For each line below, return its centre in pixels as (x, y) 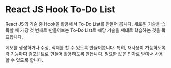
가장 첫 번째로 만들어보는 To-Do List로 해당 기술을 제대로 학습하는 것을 (90, 30)
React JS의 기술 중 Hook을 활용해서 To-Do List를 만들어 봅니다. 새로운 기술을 (83, 24)
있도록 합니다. (30, 60)
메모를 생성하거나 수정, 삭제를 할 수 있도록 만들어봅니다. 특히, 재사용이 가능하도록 (86, 47)
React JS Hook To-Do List (60, 9)
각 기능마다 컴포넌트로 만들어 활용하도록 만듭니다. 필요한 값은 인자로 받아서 (80, 54)
